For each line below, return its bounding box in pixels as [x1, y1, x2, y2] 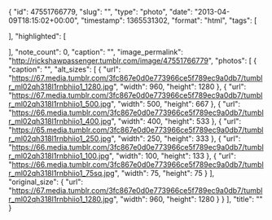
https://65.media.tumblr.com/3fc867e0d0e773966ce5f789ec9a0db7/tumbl [11, 125, 264, 134]
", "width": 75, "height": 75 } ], [114, 169, 215, 178]
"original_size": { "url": [8, 177, 84, 187]
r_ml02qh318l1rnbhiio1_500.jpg [8, 99, 112, 108]
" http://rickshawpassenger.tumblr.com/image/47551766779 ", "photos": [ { [8, 56, 257, 65]
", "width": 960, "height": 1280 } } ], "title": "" [112, 195, 263, 204]
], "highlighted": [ [8, 32, 67, 41]
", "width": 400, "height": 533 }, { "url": [111, 117, 242, 125]
